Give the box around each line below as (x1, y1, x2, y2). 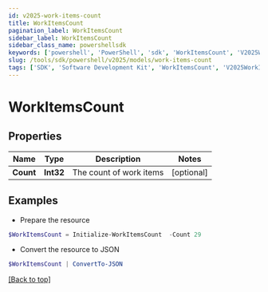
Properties (8, 129, 62, 144)
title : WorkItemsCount (8, 19, 84, 27)
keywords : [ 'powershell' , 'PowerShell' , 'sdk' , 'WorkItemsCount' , (8, 49, 234, 57)
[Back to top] (8, 274, 51, 284)
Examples (8, 194, 58, 207)
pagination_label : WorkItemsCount (8, 26, 124, 34)
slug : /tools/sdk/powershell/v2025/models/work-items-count (8, 57, 213, 65)
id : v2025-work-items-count (8, 11, 102, 20)
